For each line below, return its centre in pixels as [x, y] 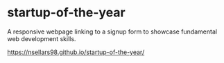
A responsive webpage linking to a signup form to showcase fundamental [112, 32]
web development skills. [42, 38]
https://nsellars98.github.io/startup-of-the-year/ [76, 52]
